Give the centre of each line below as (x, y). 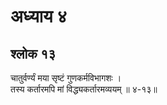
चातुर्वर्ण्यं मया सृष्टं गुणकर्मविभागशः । (66, 78)
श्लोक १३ (33, 53)
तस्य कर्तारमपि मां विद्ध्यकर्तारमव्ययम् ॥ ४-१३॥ (84, 89)
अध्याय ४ (39, 16)
